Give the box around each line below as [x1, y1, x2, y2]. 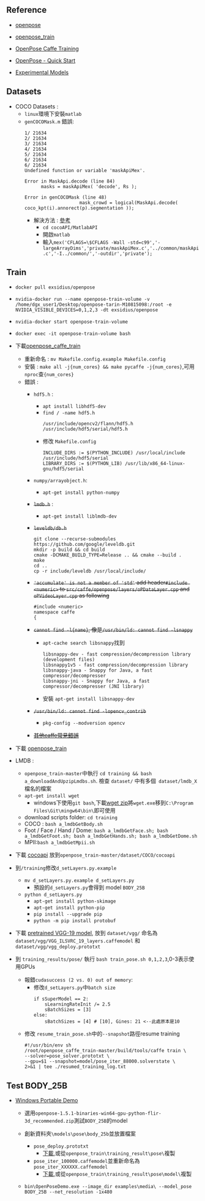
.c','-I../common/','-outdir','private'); [42, 251, 153, 257]
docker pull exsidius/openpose [15, 284, 95, 290]
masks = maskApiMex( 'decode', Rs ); [40, 183, 138, 189]
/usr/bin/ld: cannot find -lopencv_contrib [33, 708, 146, 714]
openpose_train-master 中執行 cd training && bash [24, 770, 152, 777]
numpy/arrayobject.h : [33, 477, 88, 484]
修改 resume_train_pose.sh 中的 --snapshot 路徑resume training [24, 1030, 181, 1037]
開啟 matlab [42, 230, 70, 238]
